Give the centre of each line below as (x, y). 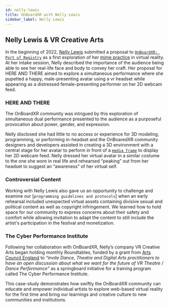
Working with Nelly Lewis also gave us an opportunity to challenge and (79, 191)
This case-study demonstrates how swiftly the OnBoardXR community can (83, 284)
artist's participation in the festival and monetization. (60, 223)
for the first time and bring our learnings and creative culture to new (76, 294)
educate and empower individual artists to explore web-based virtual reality (84, 289)
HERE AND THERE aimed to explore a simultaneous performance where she (84, 73)
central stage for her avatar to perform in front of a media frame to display (82, 150)
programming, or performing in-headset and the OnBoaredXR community (82, 140)
